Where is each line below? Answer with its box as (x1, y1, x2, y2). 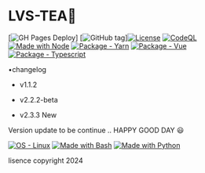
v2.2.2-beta (19, 95, 59, 104)
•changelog (8, 64, 47, 74)
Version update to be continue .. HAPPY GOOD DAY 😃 (8, 125, 185, 135)
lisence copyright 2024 (8, 156, 84, 165)
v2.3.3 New (19, 110, 57, 120)
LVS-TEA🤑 (8, 7, 77, 25)
